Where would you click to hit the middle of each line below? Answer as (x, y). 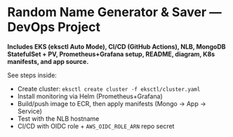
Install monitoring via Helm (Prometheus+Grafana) (90, 96)
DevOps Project (54, 27)
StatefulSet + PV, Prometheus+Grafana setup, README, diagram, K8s (111, 54)
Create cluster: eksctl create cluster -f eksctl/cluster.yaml (109, 89)
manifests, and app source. (48, 61)
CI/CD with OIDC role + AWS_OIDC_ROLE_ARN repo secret (96, 126)
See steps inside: (32, 75)
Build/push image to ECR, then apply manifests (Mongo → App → (112, 103)
